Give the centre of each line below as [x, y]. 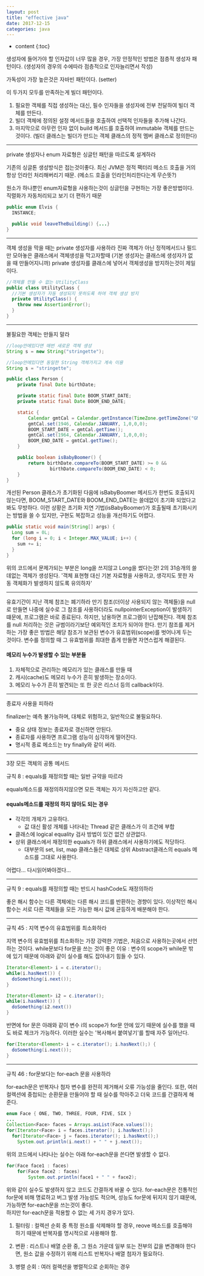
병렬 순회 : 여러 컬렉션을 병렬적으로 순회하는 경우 [73, 1266]
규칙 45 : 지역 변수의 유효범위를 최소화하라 [56, 928]
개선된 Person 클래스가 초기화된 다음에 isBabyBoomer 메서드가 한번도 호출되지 [100, 493]
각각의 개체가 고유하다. [42, 819]
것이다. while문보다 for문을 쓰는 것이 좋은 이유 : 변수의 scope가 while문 [102, 949]
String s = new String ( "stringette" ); [55, 351]
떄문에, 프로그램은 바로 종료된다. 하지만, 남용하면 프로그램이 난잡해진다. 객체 [96, 617]
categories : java [28, 29]
